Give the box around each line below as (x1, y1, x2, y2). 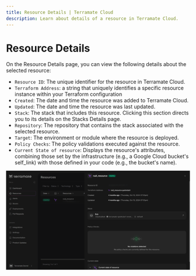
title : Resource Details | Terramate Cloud (6, 9, 114, 15)
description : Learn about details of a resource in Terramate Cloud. (6, 15, 179, 22)
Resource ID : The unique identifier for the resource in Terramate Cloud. (14, 78, 185, 85)
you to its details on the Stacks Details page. (14, 116, 121, 123)
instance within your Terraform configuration (14, 91, 123, 98)
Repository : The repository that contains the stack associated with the (14, 122, 184, 129)
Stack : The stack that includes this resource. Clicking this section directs (14, 109, 189, 116)
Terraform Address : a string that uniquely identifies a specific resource (14, 85, 184, 92)
